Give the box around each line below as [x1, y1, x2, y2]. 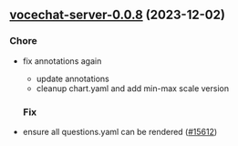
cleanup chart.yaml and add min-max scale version [36, 82, 230, 94]
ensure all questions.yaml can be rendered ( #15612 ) [22, 126, 218, 137]
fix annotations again [22, 55, 102, 67]
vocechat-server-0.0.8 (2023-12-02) [9, 7, 226, 23]
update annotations [36, 73, 109, 84]
